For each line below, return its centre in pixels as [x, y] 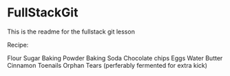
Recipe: [18, 45]
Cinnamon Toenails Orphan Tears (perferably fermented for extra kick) [107, 65]
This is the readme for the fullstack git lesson [71, 31]
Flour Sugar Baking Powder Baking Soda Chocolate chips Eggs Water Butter [115, 58]
